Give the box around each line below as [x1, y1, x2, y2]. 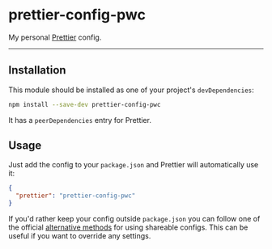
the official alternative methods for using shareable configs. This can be [8, 222, 249, 232]
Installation [8, 63, 66, 78]
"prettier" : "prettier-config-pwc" [15, 192, 136, 200]
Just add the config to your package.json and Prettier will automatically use [8, 160, 259, 170]
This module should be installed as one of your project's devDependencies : [8, 85, 255, 95]
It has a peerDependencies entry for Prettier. [8, 115, 152, 124]
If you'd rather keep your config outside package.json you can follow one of [8, 214, 261, 224]
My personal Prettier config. [8, 32, 102, 42]
